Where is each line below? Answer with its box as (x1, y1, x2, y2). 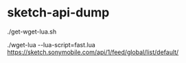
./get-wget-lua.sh (7, 27, 57, 36)
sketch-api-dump (7, 5, 110, 21)
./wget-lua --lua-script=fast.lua (7, 40, 96, 49)
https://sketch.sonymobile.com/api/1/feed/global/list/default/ (7, 48, 179, 56)
